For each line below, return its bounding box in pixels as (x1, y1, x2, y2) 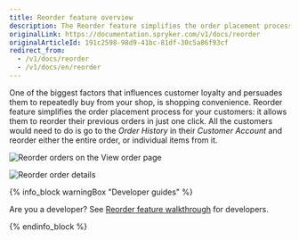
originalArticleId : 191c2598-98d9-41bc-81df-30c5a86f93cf (9, 37, 229, 47)
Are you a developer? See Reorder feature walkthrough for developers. (9, 203, 270, 214)
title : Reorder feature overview (9, 12, 133, 22)
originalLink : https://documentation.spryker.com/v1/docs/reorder (9, 29, 261, 38)
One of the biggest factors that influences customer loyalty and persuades (9, 87, 283, 98)
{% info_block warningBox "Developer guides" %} (9, 186, 194, 197)
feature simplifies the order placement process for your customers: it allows (9, 106, 287, 117)
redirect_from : (9, 46, 66, 55)
